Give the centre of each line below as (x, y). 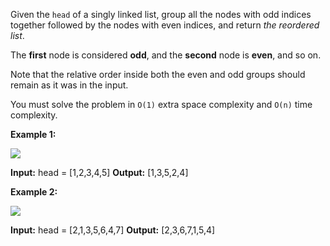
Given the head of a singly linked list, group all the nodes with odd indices (161, 14)
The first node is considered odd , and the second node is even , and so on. (166, 55)
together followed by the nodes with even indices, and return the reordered (165, 25)
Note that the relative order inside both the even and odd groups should (158, 74)
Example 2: (34, 192)
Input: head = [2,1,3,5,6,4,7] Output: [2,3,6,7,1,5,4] (113, 230)
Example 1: (33, 134)
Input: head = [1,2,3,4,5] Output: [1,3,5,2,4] (99, 172)
